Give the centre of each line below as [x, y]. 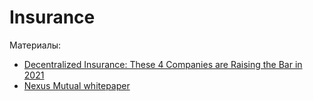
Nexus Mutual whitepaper [77, 85]
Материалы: [35, 45]
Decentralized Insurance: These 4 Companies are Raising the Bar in [163, 64]
